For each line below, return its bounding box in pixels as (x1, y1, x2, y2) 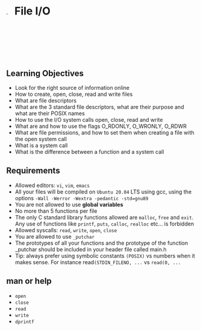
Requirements (6, 166, 60, 176)
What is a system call (14, 142, 68, 149)
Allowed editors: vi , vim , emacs (14, 181, 90, 189)
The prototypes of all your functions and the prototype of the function (14, 239, 188, 247)
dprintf (14, 318, 34, 325)
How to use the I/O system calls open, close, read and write (14, 116, 164, 123)
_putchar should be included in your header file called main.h (14, 245, 167, 253)
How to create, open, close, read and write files (14, 90, 133, 98)
